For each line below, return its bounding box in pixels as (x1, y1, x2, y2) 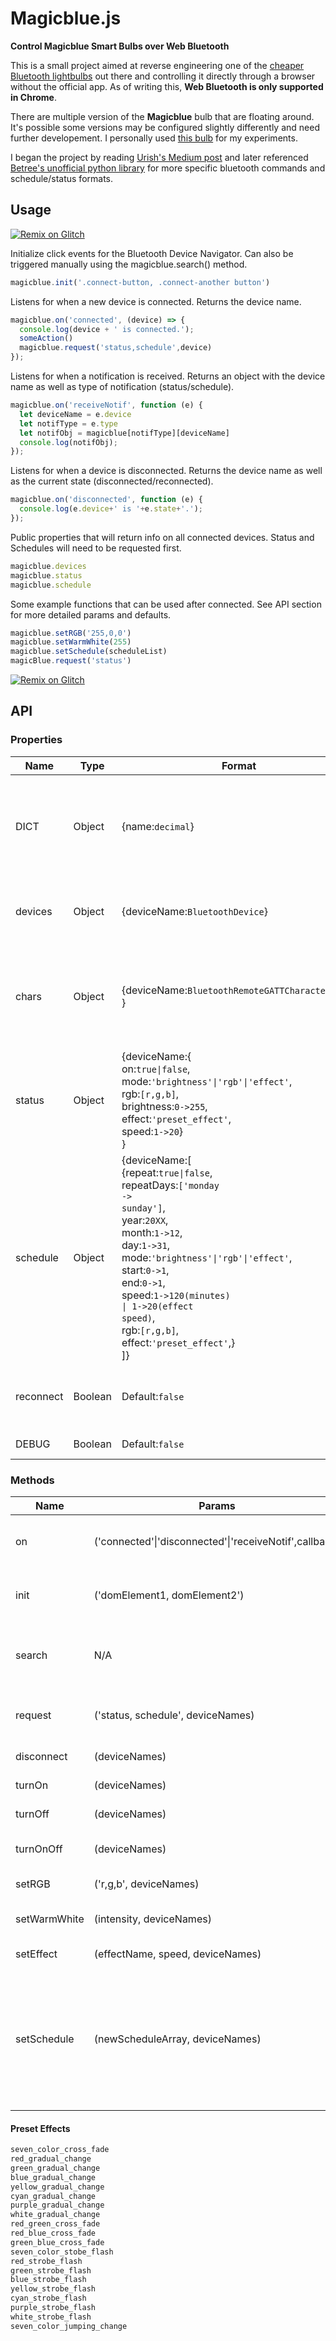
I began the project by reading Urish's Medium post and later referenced (10, 151, 309, 163)
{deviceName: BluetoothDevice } (121, 904, 268, 918)
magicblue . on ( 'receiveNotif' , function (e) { (10, 400, 203, 410)
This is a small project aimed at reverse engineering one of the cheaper (10, 59, 305, 71)
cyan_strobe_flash (10, 2293, 87, 2304)
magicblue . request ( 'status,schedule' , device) (19, 343, 213, 353)
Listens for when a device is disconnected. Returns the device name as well (10, 465, 323, 477)
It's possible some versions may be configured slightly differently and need (10, 121, 320, 133)
